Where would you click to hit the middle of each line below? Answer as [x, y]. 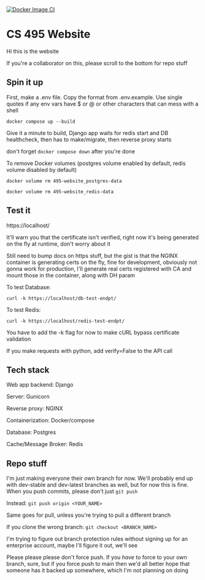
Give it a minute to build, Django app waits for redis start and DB [87, 133]
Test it [18, 211]
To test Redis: [24, 309]
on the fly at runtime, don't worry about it [58, 244]
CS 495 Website [48, 34]
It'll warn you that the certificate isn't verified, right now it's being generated [103, 237]
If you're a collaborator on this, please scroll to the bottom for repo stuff [97, 63]
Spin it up [25, 83]
